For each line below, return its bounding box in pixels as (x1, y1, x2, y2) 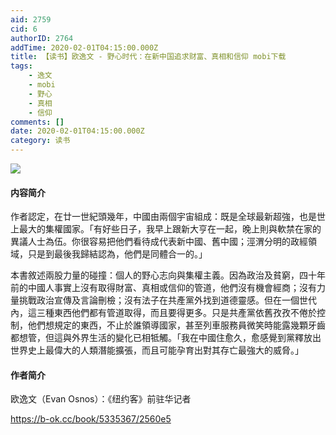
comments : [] (10, 117, 65, 127)
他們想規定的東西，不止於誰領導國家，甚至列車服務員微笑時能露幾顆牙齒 (27, 319, 326, 331)
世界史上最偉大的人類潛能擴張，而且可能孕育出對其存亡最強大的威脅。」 (10, 344, 304, 356)
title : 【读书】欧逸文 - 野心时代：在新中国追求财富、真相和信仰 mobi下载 (10, 52, 287, 62)
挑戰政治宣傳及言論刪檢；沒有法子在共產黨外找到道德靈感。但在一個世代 (18, 294, 317, 306)
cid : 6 (10, 24, 38, 34)
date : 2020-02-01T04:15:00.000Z (10, 126, 145, 136)
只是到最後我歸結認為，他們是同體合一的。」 (27, 248, 208, 260)
